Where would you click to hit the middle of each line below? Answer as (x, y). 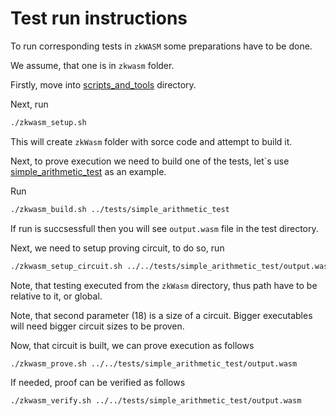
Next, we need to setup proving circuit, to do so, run (117, 248)
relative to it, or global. (56, 296)
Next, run (29, 104)
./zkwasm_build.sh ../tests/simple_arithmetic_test (120, 209)
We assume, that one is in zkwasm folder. (92, 65)
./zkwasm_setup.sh (48, 122)
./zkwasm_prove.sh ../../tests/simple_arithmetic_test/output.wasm (154, 363)
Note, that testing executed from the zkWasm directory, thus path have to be (164, 285)
